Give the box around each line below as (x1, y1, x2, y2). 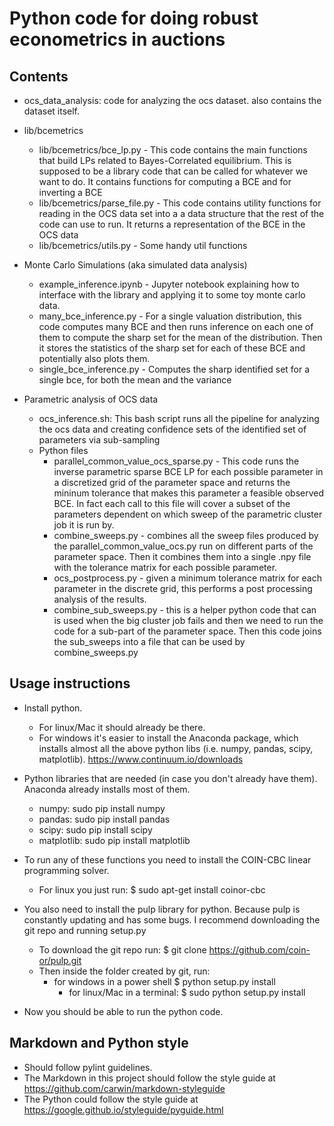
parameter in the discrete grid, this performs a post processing (53, 583, 313, 594)
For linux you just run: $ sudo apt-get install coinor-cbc (38, 883, 266, 896)
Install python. (23, 702, 83, 714)
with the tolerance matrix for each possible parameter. (53, 562, 278, 573)
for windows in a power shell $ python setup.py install (53, 975, 276, 987)
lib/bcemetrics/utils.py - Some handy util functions (38, 240, 248, 251)
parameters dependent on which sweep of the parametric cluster (53, 508, 323, 520)
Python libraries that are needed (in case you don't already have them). (23, 772, 318, 784)
